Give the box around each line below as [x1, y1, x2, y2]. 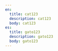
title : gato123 [9, 30, 40, 34]
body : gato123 [9, 39, 38, 44]
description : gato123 [9, 34, 54, 39]
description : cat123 [9, 16, 51, 21]
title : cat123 [9, 12, 38, 17]
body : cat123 [9, 20, 36, 26]
